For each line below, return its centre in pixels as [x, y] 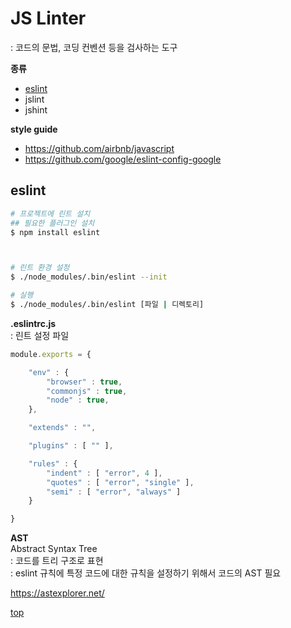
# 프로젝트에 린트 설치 [50, 213]
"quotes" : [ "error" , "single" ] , [120, 482]
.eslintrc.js [33, 323]
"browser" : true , [84, 382]
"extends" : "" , [62, 428]
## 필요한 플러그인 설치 [52, 223]
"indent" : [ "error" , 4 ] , [104, 473]
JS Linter [48, 18]
